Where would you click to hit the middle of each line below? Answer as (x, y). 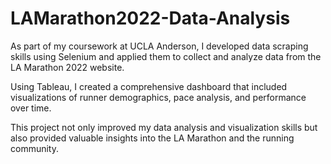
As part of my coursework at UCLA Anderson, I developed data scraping (159, 46)
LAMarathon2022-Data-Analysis (150, 18)
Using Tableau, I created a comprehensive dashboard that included (149, 86)
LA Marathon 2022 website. (67, 67)
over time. (31, 108)
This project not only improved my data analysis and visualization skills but (164, 127)
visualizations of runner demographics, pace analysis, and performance (158, 97)
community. (34, 148)
